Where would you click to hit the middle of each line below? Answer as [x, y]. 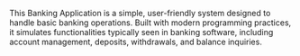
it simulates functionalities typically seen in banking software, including [141, 32]
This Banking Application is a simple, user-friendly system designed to [140, 13]
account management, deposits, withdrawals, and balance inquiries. [136, 42]
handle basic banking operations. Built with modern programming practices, [150, 23]
